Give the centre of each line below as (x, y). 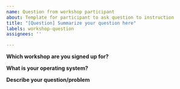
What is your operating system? (47, 68)
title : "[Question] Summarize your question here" (71, 23)
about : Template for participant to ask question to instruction (90, 17)
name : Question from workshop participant (60, 12)
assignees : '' (24, 34)
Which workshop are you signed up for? (57, 57)
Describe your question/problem (48, 80)
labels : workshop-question (40, 29)
